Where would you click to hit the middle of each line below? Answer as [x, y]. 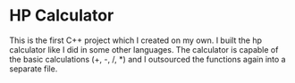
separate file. [34, 69]
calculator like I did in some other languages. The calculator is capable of [144, 49]
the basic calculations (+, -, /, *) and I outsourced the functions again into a [147, 59]
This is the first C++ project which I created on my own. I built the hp [135, 40]
